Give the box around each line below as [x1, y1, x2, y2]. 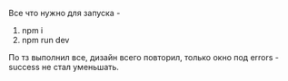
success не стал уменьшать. [8, 62, 120, 72]
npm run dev [21, 35, 70, 45]
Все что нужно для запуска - [8, 8, 121, 18]
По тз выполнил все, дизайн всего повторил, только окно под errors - [8, 52, 279, 62]
